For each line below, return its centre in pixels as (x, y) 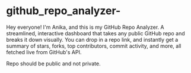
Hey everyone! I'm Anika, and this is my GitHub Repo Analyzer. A (85, 27)
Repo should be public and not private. (53, 64)
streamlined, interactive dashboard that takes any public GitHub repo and (95, 33)
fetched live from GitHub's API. (44, 52)
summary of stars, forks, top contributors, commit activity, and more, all (94, 46)
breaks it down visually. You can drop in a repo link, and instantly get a (92, 39)
